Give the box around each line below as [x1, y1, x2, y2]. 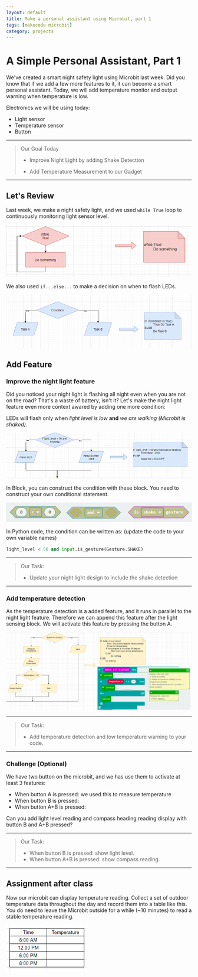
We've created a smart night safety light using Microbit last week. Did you [6, 74, 186, 81]
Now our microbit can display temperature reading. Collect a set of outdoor [6, 894, 189, 901]
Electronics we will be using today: [6, 104, 90, 112]
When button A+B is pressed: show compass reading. [29, 856, 160, 863]
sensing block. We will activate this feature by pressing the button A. [6, 620, 173, 627]
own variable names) [6, 534, 57, 541]
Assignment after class [6, 878, 93, 888]
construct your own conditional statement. [6, 491, 109, 498]
